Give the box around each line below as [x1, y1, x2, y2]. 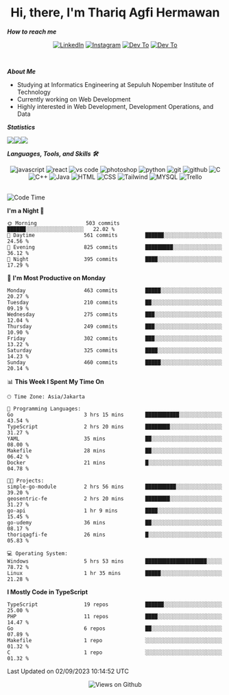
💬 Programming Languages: [7, 405, 81, 412]
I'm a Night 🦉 [7, 206, 45, 215]
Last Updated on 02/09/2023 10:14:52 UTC [7, 667, 129, 675]
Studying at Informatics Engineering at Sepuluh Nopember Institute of [16, 80, 215, 88]
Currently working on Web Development [16, 95, 131, 103]
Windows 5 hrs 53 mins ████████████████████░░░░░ [7, 557, 223, 565]
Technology [16, 88, 51, 96]
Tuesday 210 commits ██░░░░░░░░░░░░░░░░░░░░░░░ [7, 299, 223, 306]
